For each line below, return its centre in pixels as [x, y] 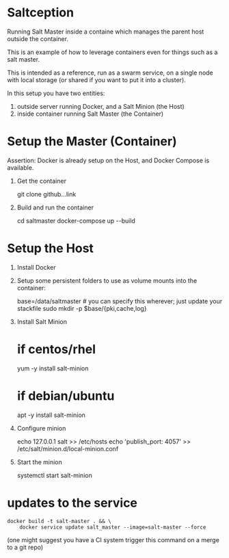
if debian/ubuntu [66, 396]
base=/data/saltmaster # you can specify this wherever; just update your [120, 301]
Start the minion [40, 462]
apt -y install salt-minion [51, 415]
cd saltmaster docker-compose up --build [76, 220]
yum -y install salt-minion [53, 368]
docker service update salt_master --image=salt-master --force [113, 527]
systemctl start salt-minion [54, 475]
